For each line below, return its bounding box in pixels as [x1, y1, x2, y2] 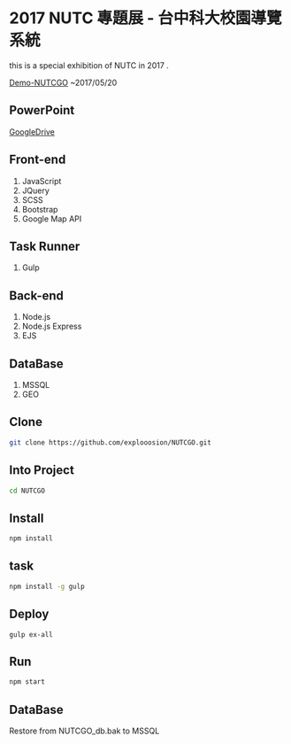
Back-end [9, 288, 65, 303]
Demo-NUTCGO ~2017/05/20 [9, 77, 118, 88]
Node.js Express [21, 321, 82, 332]
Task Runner [9, 238, 80, 253]
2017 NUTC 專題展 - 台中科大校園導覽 [9, 8, 282, 28]
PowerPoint [9, 103, 75, 118]
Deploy [9, 607, 50, 622]
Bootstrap [21, 204, 58, 214]
